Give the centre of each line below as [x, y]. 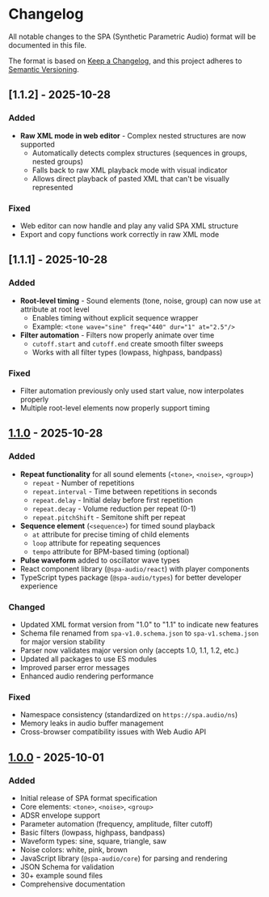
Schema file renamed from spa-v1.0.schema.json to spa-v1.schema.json [139, 633]
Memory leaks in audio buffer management [92, 723]
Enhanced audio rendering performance [87, 676]
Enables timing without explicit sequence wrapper [115, 317]
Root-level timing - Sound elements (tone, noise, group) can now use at [141, 300]
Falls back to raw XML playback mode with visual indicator [130, 170]
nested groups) [57, 161]
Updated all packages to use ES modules [88, 659]
